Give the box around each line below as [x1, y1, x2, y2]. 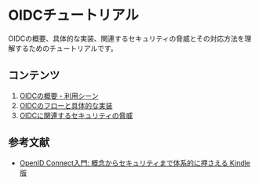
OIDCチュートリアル [8, 6, 140, 24]
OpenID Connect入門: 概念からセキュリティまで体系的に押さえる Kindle [19, 158, 251, 168]
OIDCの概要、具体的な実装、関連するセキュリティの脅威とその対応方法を [8, 34, 245, 43]
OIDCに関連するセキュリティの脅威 [19, 111, 133, 120]
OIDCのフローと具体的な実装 [19, 100, 113, 110]
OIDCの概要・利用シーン [19, 91, 99, 100]
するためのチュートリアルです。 [14, 43, 118, 53]
